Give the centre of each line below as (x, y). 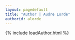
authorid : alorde (23, 19)
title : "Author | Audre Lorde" (38, 14)
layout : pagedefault (27, 10)
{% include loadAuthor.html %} (37, 33)
